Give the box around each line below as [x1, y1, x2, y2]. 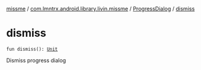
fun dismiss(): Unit [6, 46, 59, 52]
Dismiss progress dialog [6, 57, 66, 64]
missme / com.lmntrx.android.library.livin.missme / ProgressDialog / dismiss [6, 5, 195, 12]
